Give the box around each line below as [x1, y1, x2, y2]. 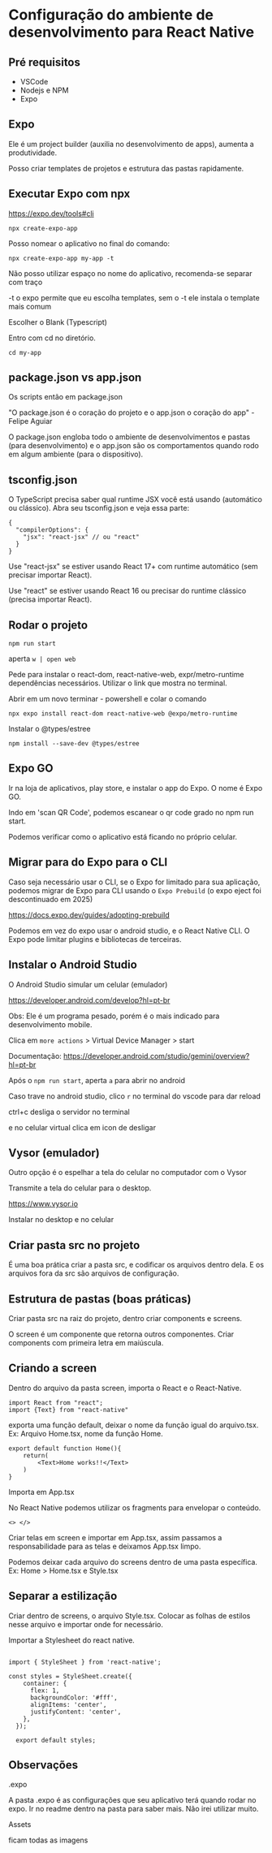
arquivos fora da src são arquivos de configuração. [8, 1268, 179, 1278]
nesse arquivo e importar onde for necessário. [8, 1619, 164, 1629]
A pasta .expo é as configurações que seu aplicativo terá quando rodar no [8, 1795, 257, 1805]
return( [23, 1451, 49, 1459]
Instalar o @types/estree [8, 724, 91, 734]
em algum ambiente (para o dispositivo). [8, 449, 144, 460]
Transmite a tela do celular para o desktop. [8, 1183, 152, 1193]
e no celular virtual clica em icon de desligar [8, 1122, 157, 1132]
